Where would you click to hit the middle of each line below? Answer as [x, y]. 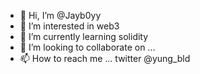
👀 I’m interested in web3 [69, 26]
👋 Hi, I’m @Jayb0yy [60, 15]
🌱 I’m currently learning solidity [84, 36]
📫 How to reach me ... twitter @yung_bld [105, 58]
